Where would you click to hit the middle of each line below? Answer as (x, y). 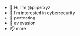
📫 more (18, 28)
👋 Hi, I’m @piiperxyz (30, 8)
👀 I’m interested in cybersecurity (42, 13)
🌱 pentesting (22, 18)
